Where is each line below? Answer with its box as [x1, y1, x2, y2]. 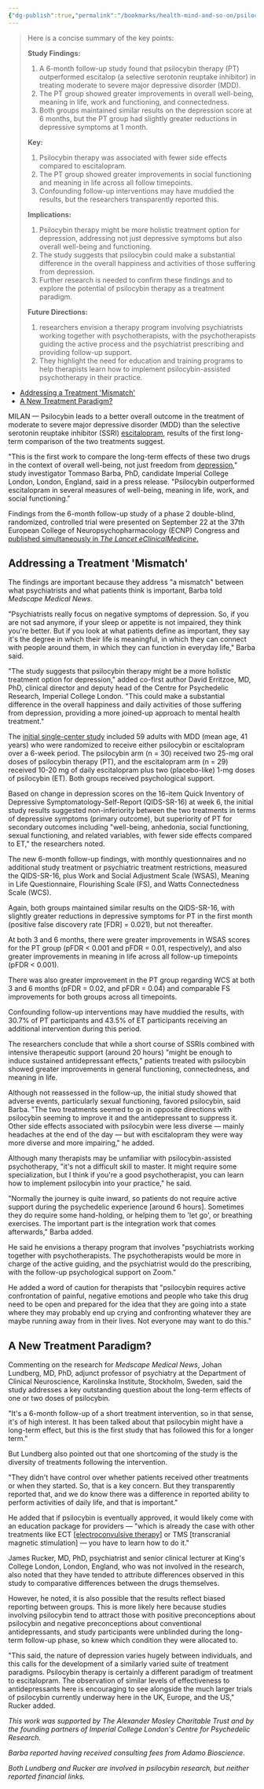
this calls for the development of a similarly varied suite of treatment [8, 1659, 229, 1669]
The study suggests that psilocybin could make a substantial [38, 249, 236, 260]
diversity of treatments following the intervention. [8, 1458, 167, 1467]
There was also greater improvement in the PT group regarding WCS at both [8, 975, 255, 985]
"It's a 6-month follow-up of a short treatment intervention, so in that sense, [8, 1409, 254, 1418]
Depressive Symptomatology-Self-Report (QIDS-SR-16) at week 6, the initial [8, 797, 254, 807]
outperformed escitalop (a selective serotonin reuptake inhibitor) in [38, 72, 256, 81]
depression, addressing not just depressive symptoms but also [38, 233, 243, 242]
